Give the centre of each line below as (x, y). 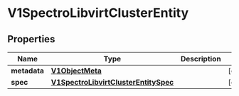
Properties (31, 39)
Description (201, 59)
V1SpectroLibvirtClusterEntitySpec (112, 82)
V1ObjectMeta (76, 71)
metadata (27, 71)
